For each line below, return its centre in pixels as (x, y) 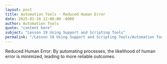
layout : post (19, 10)
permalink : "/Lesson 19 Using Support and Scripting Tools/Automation (80, 37)
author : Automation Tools (32, 23)
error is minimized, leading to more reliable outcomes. (60, 56)
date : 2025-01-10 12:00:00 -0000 (40, 19)
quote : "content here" (29, 28)
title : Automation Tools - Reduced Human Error (55, 14)
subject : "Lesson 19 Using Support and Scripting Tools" (65, 32)
